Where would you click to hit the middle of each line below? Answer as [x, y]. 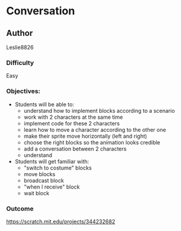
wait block [36, 193]
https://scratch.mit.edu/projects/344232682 [61, 221]
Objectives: [23, 91]
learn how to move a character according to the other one [95, 130]
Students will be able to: [45, 104]
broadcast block [44, 180]
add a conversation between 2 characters [75, 149]
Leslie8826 [20, 47]
